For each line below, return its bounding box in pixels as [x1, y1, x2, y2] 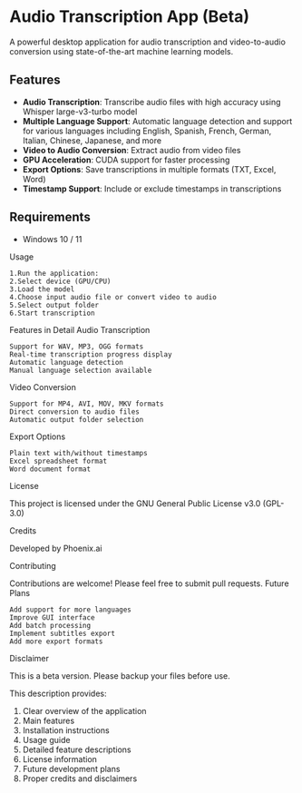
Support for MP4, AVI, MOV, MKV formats [9, 399, 165, 408]
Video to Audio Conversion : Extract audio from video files [22, 144, 241, 155]
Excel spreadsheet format [9, 456, 107, 465]
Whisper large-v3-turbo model [22, 106, 138, 117]
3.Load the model [9, 284, 75, 294]
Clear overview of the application [22, 705, 147, 716]
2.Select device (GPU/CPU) [9, 277, 112, 286]
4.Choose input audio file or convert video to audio [9, 292, 218, 301]
